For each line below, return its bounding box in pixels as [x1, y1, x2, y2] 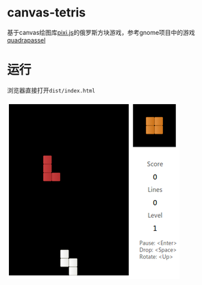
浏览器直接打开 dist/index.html [7, 86, 96, 94]
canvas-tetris [7, 5, 86, 21]
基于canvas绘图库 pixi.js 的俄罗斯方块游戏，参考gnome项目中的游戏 [7, 28, 195, 36]
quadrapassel [7, 36, 46, 44]
